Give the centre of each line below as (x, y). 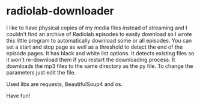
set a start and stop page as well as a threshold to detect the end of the (95, 47)
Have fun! (18, 96)
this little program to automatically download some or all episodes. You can (99, 40)
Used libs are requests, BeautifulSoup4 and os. (65, 84)
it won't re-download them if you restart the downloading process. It (91, 60)
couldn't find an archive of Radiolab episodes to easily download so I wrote (99, 34)
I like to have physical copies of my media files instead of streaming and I (97, 28)
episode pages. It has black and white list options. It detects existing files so (100, 53)
